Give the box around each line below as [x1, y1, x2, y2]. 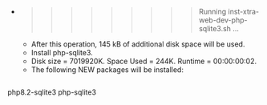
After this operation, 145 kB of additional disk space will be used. [30, 39, 245, 49]
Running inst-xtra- [198, 7, 260, 16]
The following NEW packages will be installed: [30, 65, 184, 75]
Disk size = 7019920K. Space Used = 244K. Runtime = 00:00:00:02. [30, 56, 257, 66]
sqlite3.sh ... [198, 24, 240, 33]
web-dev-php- [198, 15, 248, 25]
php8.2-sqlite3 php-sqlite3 [7, 87, 97, 97]
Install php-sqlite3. [30, 48, 93, 57]
